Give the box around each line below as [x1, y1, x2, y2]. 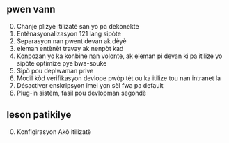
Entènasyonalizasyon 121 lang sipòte [16, 29, 121, 38]
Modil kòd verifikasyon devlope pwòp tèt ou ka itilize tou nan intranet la [16, 74, 221, 82]
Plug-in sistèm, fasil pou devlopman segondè [16, 89, 147, 97]
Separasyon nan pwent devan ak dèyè [16, 36, 127, 45]
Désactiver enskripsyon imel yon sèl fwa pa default [16, 81, 164, 89]
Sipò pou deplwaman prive [16, 66, 94, 75]
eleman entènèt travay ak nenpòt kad [16, 44, 124, 52]
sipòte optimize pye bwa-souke [16, 59, 107, 67]
